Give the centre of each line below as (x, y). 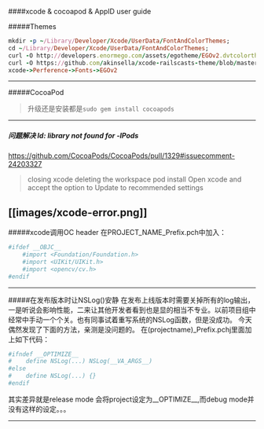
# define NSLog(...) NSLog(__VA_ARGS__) (81, 361)
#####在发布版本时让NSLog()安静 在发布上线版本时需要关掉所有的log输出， (132, 300)
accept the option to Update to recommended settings (115, 188)
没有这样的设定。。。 (39, 409)
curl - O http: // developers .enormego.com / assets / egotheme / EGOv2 (114, 55)
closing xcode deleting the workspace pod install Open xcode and (134, 179)
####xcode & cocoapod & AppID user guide (80, 11)
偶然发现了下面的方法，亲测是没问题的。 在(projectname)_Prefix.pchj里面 (126, 329)
